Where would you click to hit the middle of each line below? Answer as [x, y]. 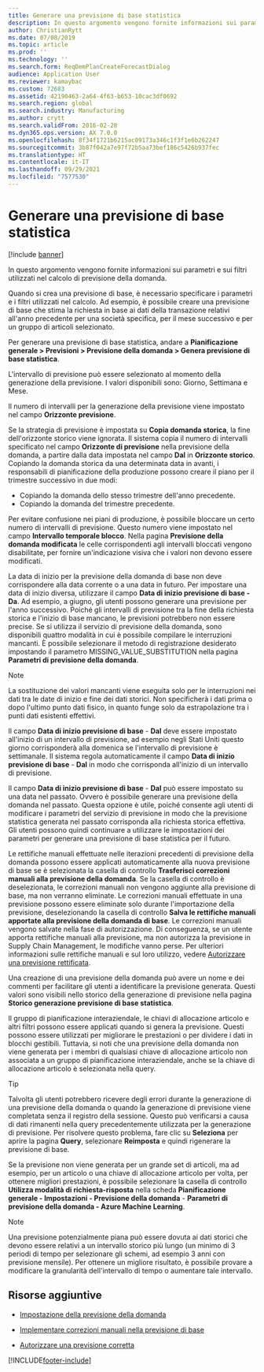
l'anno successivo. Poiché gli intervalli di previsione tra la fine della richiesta [131, 610]
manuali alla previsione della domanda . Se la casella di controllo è [116, 878]
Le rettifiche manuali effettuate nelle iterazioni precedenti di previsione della [131, 853]
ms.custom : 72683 [37, 89]
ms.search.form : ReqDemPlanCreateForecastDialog [89, 67]
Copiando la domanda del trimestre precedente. [97, 503]
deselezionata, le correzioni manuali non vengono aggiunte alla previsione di [132, 887]
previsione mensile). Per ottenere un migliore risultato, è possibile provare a [130, 1262]
